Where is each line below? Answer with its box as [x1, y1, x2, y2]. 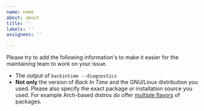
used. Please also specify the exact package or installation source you [15, 85, 193, 92]
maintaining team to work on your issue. [6, 60, 107, 68]
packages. [15, 98, 42, 106]
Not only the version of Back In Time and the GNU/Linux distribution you [15, 79, 199, 86]
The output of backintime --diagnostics [15, 72, 117, 79]
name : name [6, 9, 34, 15]
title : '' [6, 20, 32, 26]
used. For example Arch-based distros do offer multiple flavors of [15, 91, 180, 99]
